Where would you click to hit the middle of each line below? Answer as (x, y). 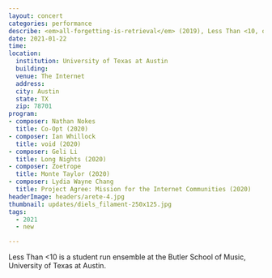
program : (23, 114)
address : (30, 83)
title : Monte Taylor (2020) (63, 174)
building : (32, 69)
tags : (17, 212)
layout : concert (36, 16)
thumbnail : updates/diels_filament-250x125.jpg (90, 204)
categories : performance (50, 24)
